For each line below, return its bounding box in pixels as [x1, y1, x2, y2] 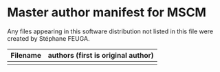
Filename [10, 50, 41, 60]
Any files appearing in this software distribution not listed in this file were [7, 27, 214, 35]
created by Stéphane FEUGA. [7, 34, 91, 42]
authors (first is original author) [47, 50, 154, 60]
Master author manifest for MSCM [7, 5, 206, 20]
